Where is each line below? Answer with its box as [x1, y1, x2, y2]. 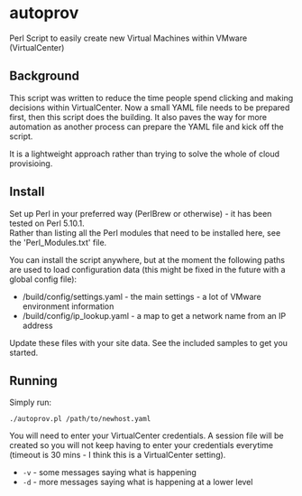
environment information [22, 301, 114, 312]
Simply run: [9, 397, 52, 408]
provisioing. [9, 157, 53, 169]
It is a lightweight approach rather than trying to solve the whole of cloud [9, 148, 280, 159]
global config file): [9, 274, 78, 285]
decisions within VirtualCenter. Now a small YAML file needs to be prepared [9, 102, 290, 113]
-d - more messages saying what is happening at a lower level [22, 477, 253, 488]
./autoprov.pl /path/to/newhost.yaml [9, 415, 151, 424]
